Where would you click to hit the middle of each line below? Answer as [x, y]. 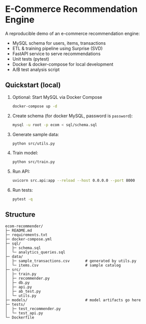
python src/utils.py [34, 143]
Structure [20, 215]
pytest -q [23, 199]
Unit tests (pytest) [31, 59]
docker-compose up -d [35, 106]
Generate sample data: [36, 134]
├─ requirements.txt [27, 235]
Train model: [25, 153]
